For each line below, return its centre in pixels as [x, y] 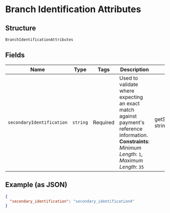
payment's [132, 122]
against [128, 116]
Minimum [130, 148]
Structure [21, 28]
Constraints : [135, 141]
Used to [129, 78]
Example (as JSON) [36, 185]
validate [129, 84]
